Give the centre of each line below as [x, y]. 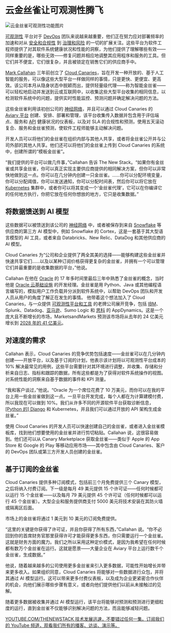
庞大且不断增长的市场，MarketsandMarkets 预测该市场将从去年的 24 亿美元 [84, 316]
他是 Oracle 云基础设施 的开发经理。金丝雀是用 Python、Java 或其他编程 [81, 284]
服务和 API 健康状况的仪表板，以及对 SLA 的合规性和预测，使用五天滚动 [89, 121]
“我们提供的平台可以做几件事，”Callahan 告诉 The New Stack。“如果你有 [80, 162]
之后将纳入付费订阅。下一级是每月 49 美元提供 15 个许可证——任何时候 [80, 488]
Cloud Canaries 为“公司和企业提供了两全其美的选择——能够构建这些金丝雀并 [85, 254]
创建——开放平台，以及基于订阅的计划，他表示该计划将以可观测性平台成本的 [85, 360]
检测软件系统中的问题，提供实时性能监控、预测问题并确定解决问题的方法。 [83, 98]
